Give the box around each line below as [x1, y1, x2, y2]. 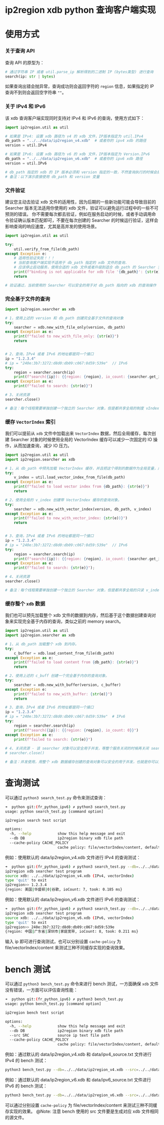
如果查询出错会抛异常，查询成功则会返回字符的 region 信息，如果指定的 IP [5, 83, 154, 89]
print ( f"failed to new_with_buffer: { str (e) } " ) [14, 691, 112, 697]
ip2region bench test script [5, 1010, 64, 1016]
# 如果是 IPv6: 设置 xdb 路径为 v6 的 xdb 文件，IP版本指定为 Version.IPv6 [5, 152, 150, 157]
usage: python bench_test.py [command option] [5, 1001, 102, 1006]
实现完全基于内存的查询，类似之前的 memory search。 [13, 619, 123, 625]
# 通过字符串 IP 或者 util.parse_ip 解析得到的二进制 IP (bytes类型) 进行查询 [5, 69, 154, 74]
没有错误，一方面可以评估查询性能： [5, 987, 78, 993]
